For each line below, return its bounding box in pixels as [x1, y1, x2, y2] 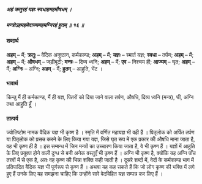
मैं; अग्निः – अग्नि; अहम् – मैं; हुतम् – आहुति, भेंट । [6, 65, 103, 72]
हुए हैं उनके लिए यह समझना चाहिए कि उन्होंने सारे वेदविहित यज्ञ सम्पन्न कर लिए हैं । [6, 170, 163, 178]
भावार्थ [6, 79, 18, 86]
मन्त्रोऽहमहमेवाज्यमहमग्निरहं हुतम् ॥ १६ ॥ [6, 21, 84, 28]
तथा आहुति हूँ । [6, 101, 37, 108]
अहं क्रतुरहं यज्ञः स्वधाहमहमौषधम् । [6, 6, 72, 13]
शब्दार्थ [6, 37, 19, 45]
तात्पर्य [6, 115, 18, 122]
